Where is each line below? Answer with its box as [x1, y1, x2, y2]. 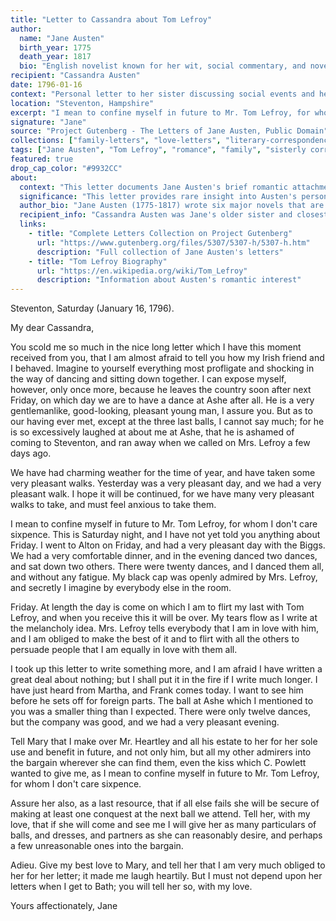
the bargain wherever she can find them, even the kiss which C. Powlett [10, 757, 307, 769]
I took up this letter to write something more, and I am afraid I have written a [10, 663, 323, 675]
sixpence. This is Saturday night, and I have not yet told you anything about [10, 529, 321, 541]
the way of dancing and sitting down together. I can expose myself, [10, 373, 287, 385]
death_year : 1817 [19, 52, 92, 62]
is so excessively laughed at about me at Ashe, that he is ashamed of [10, 426, 295, 438]
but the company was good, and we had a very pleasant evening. [10, 716, 280, 728]
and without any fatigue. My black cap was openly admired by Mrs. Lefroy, [10, 571, 318, 583]
